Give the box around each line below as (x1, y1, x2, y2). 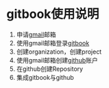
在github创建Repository (16, 65, 84, 73)
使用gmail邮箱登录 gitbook (16, 38, 90, 47)
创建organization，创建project (16, 47, 102, 56)
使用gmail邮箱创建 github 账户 (16, 56, 98, 64)
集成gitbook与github (16, 73, 75, 81)
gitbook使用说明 (6, 6, 99, 22)
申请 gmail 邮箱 (16, 30, 56, 38)
